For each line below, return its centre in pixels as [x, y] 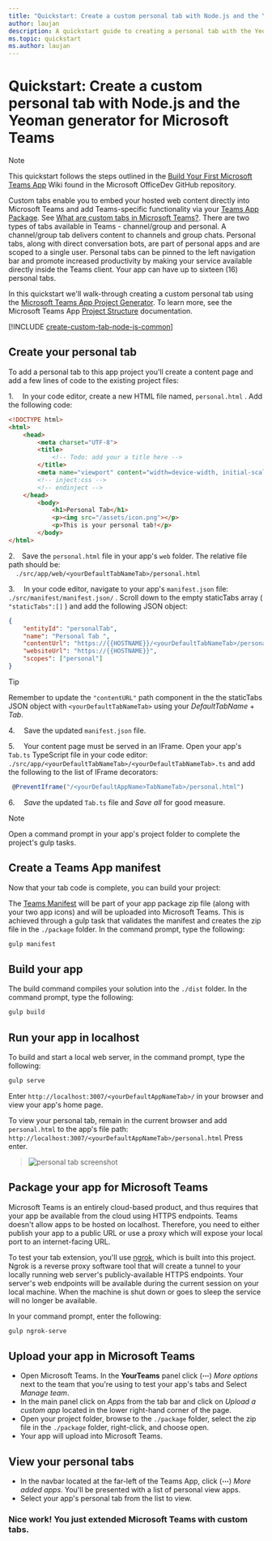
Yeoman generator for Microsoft [119, 121]
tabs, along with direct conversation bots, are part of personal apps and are [134, 243]
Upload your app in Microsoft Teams [102, 1356]
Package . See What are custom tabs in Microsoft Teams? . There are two [129, 218]
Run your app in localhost [74, 1037]
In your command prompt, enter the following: [85, 1316]
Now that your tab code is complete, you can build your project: [115, 887]
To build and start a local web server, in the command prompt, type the [127, 1057]
